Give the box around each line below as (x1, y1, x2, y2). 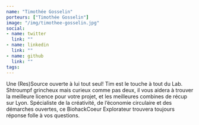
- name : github (6, 53, 44, 59)
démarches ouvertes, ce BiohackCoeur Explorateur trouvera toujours (6, 105, 175, 113)
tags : (6, 64, 20, 70)
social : (6, 25, 26, 32)
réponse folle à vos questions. (6, 112, 80, 119)
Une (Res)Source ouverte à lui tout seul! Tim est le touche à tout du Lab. (6, 80, 183, 87)
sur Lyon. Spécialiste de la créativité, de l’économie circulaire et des (6, 99, 172, 107)
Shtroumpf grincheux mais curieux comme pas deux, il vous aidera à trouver (6, 87, 194, 94)
